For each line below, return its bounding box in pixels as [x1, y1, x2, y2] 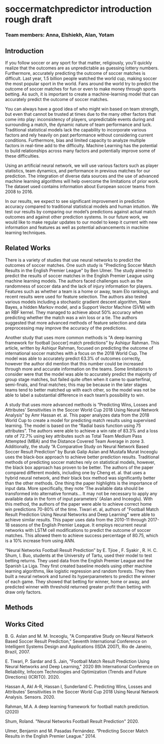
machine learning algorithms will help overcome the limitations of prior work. [5, 178, 160, 184]
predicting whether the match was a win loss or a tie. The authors [5, 314, 138, 321]
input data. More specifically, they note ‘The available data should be [5, 485, 144, 491]
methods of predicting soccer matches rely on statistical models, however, [5, 459, 156, 465]
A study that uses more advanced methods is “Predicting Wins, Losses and [5, 401, 157, 407]
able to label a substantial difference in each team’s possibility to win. [5, 392, 145, 398]
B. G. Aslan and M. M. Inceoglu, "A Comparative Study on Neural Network [5, 633, 154, 639]
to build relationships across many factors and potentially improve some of [5, 148, 156, 154]
